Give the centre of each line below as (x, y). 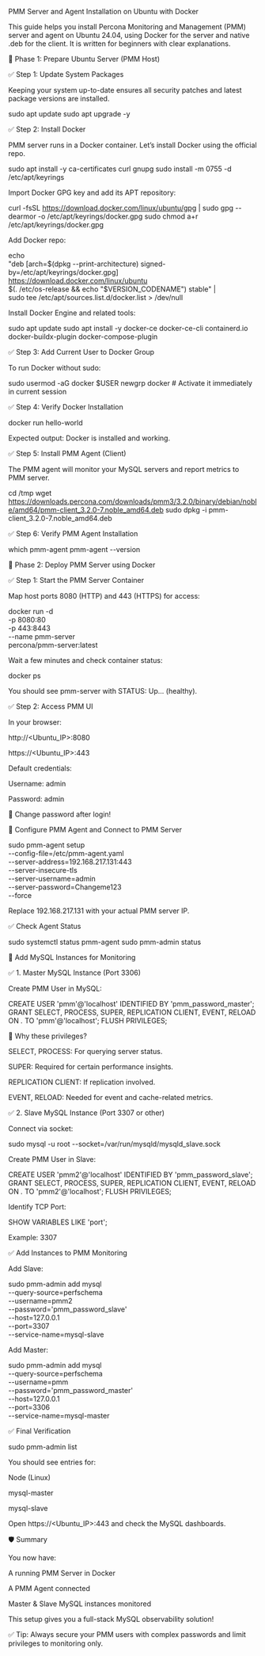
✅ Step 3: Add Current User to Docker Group (81, 352)
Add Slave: (26, 1269)
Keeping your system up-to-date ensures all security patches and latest (125, 90)
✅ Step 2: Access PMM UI (51, 706)
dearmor (23, 216)
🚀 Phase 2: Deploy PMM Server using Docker (82, 565)
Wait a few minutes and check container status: (85, 660)
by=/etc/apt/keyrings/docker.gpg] (63, 272)
